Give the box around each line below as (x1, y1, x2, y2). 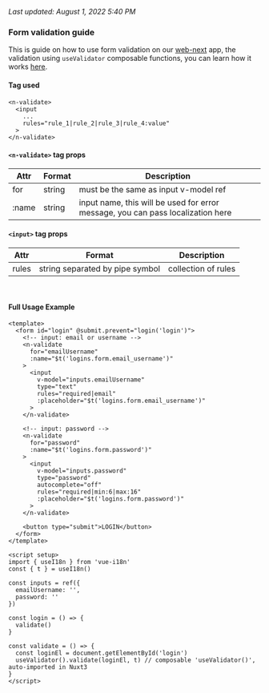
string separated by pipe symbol (38, 263, 161, 274)
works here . (8, 62, 48, 71)
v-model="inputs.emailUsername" (37, 376, 146, 384)
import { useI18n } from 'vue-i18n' (8, 558, 130, 566)
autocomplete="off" (37, 481, 102, 490)
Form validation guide (8, 26, 95, 38)
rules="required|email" (37, 390, 116, 398)
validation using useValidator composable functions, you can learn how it (8, 54, 252, 63)
